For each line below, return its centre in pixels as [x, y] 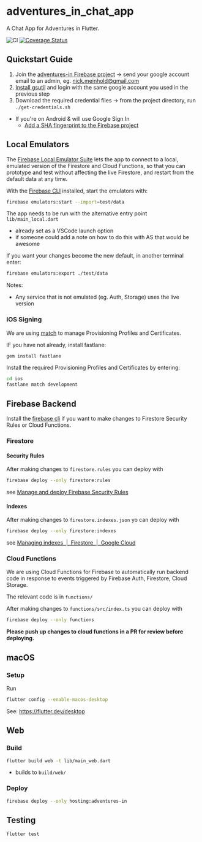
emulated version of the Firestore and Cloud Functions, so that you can [96, 166]
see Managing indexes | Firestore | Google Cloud [71, 543]
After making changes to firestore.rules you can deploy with [85, 469]
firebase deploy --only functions [50, 620]
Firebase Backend [41, 404]
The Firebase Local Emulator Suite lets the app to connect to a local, [92, 159]
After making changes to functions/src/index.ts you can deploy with [94, 609]
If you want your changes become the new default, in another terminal [95, 256]
